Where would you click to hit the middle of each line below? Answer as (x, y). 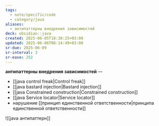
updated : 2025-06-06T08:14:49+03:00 (44, 43)
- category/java (27, 19)
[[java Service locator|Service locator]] (54, 98)
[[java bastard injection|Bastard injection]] (57, 87)
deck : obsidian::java (28, 34)
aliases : (15, 24)
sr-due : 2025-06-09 (26, 48)
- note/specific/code (33, 15)
